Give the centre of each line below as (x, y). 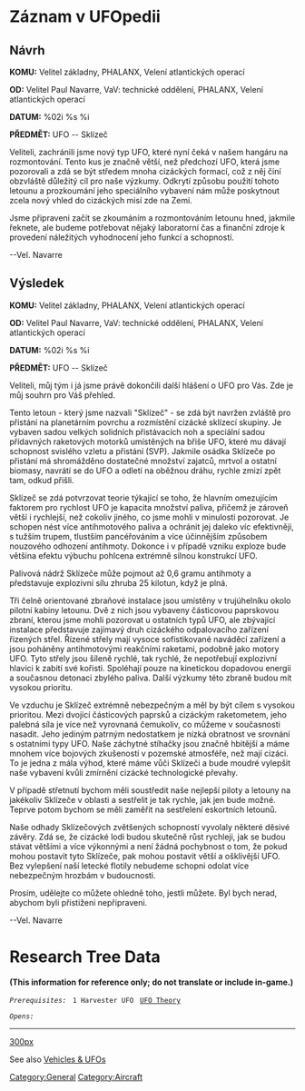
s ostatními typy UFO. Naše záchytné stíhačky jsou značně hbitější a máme (150, 743)
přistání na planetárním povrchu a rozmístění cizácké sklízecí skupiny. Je (146, 422)
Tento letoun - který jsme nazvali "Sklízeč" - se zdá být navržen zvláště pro (150, 412)
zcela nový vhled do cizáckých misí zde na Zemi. (101, 200)
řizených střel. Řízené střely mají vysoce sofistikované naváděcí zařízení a (148, 639)
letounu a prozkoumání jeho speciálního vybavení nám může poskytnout (144, 191)
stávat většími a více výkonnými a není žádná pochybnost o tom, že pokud (148, 846)
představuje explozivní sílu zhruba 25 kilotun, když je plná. (119, 582)
